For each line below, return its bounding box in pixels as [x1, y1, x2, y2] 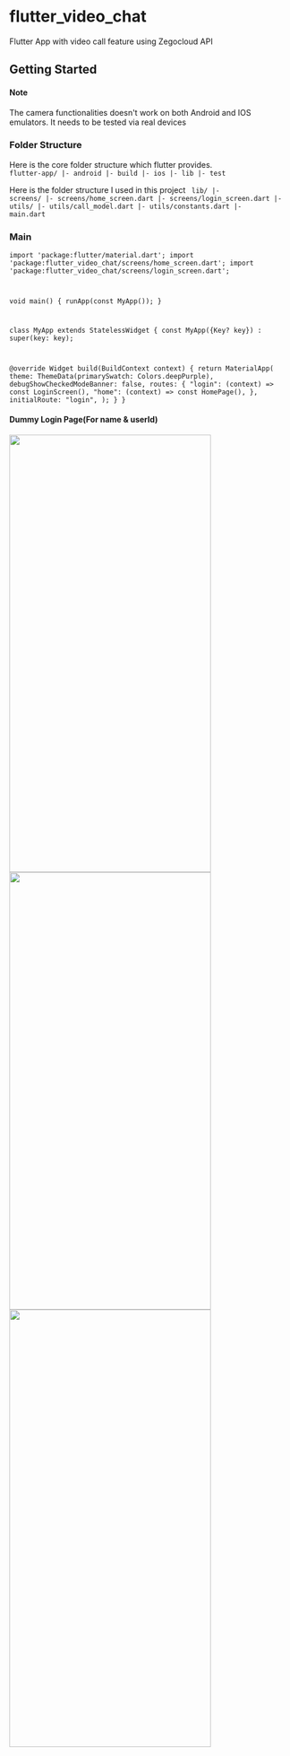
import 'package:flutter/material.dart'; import [9, 251, 194, 260]
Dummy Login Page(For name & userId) [9, 415, 158, 425]
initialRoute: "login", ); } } [9, 395, 126, 405]
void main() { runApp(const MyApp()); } [9, 297, 163, 306]
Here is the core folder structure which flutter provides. [9, 159, 213, 170]
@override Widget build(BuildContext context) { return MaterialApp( [9, 363, 275, 373]
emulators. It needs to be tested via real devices [9, 117, 186, 127]
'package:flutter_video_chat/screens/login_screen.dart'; [9, 266, 230, 275]
